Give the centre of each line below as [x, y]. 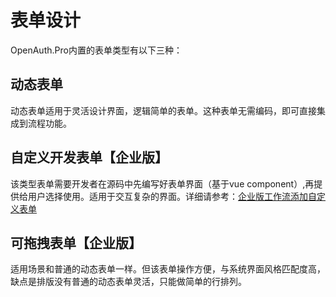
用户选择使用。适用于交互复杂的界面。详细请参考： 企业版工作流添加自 [172, 196]
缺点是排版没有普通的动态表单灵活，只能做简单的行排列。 [128, 282]
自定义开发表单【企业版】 [89, 157]
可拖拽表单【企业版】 [76, 242]
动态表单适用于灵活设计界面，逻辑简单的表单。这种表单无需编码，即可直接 [163, 110]
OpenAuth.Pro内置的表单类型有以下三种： [96, 50]
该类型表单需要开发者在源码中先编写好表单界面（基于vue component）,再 [162, 183]
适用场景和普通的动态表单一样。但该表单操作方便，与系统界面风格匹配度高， [168, 269]
